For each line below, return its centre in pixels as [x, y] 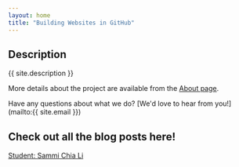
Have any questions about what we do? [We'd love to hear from [111, 103]
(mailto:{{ [24, 112]
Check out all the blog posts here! [92, 137]
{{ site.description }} [41, 73]
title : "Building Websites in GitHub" [71, 23]
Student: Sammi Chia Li [46, 156]
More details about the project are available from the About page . [114, 89]
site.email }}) [60, 112]
